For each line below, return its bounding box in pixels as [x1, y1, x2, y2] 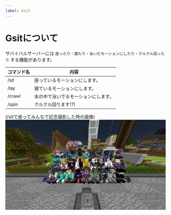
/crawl [7, 93, 21, 99]
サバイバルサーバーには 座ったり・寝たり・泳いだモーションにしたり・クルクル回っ [5, 50, 161, 56]
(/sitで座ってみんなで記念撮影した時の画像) [5, 114, 95, 120]
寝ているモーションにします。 [34, 85, 97, 91]
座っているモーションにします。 [34, 77, 101, 84]
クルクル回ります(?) [34, 101, 76, 107]
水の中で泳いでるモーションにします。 [34, 93, 114, 99]
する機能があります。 [10, 57, 55, 63]
